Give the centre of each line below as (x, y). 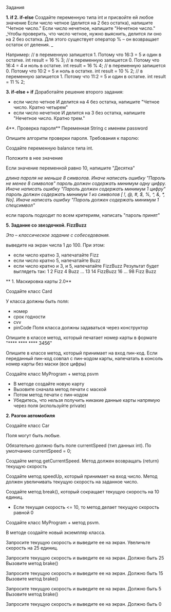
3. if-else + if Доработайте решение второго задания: (65, 92)
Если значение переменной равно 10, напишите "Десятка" (70, 168)
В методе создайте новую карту (49, 384)
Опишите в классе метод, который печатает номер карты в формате (81, 338)
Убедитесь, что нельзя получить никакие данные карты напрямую (87, 400)
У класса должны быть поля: (37, 301)
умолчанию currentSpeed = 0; (39, 451)
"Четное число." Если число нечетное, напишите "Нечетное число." (81, 28)
